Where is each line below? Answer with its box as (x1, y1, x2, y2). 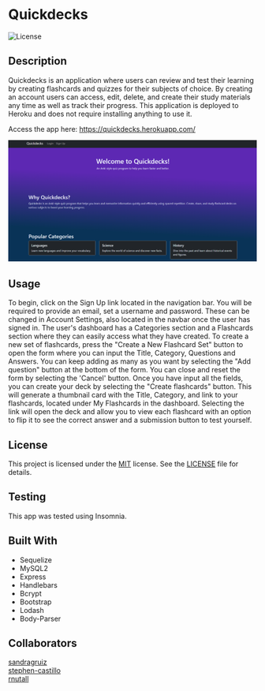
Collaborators (8, 637, 77, 650)
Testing (8, 491, 47, 504)
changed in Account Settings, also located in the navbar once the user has (8, 315, 251, 324)
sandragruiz (8, 657, 47, 667)
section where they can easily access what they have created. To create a (8, 331, 249, 341)
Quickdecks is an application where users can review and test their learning (8, 75, 255, 84)
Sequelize (19, 555, 53, 565)
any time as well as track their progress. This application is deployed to (8, 100, 239, 110)
